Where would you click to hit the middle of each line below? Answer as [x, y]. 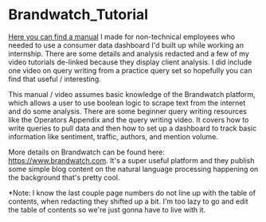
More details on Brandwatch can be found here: [87, 152]
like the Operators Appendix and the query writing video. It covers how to [129, 119]
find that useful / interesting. [55, 79]
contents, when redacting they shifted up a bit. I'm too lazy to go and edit [128, 201]
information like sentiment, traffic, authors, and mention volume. [113, 136]
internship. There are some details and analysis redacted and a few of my [129, 53]
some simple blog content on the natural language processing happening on [133, 169]
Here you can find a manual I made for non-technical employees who [122, 37]
